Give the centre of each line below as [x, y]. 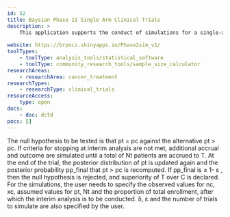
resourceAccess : [30, 96]
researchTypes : [29, 83]
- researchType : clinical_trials [67, 89]
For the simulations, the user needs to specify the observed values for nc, [111, 184]
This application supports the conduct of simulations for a [108, 32]
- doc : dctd [36, 115]
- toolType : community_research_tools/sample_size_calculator [110, 64]
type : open [35, 102]
